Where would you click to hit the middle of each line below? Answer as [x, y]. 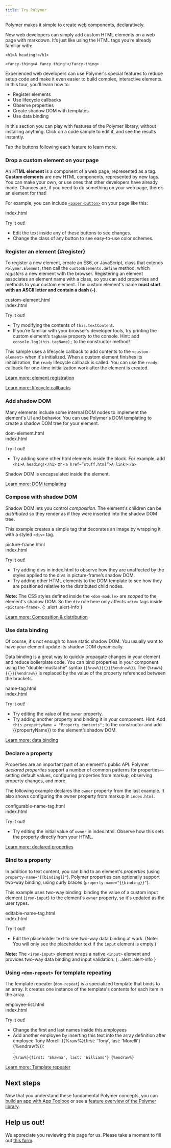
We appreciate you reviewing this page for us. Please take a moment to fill [83, 1135]
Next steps [23, 1083]
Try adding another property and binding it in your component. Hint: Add [89, 719]
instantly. [15, 137]
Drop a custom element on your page [52, 160]
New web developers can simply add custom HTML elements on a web [80, 34]
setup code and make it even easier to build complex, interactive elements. [84, 79]
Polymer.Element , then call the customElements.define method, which [78, 268]
